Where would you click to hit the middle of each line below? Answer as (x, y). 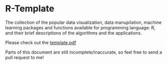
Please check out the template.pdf (41, 42)
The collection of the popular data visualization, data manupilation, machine (83, 22)
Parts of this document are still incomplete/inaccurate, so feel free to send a (83, 52)
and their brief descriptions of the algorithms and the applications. (73, 33)
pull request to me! (25, 57)
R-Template (30, 9)
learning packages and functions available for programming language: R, (80, 27)
